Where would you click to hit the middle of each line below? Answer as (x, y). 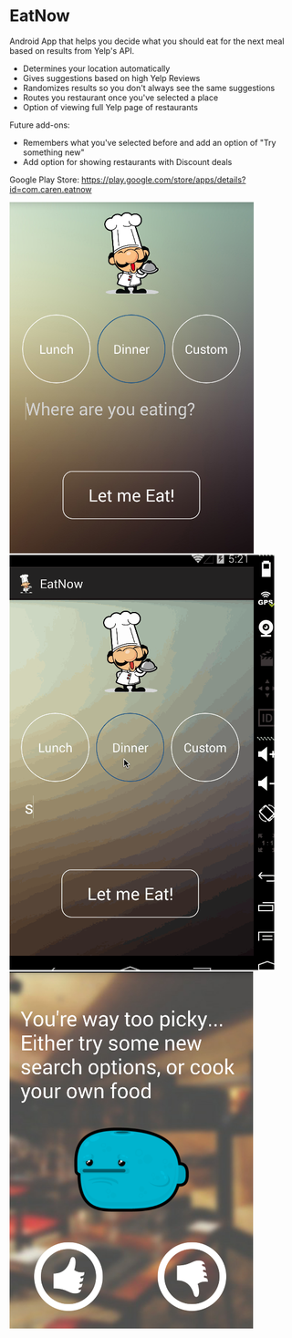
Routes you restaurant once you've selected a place (120, 98)
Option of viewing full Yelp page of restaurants (110, 107)
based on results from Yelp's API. (72, 50)
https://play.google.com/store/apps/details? (164, 180)
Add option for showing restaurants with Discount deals (127, 161)
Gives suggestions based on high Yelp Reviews (111, 78)
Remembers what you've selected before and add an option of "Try (149, 142)
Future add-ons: (40, 125)
